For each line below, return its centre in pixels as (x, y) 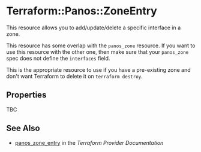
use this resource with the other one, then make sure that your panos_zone (97, 51)
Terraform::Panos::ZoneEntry (82, 11)
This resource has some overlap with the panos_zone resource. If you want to (101, 45)
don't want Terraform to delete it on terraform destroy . (74, 76)
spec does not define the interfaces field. (58, 58)
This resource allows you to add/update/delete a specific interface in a (94, 28)
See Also (23, 128)
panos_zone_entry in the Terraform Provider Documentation (89, 142)
